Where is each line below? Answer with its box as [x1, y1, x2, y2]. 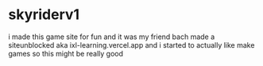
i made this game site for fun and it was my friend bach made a [8, 32, 215, 41]
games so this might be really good [8, 49, 124, 58]
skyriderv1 [8, 6, 80, 24]
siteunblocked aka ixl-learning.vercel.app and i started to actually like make [8, 40, 255, 49]
